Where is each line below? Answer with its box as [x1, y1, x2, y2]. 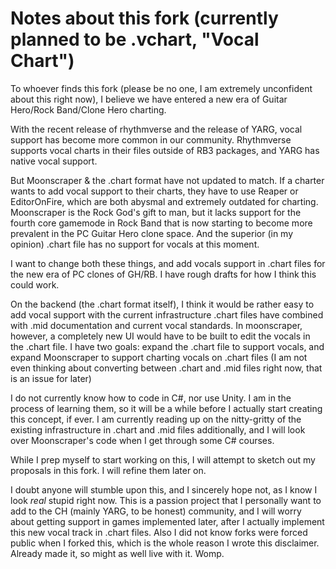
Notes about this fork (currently [10, 7, 279, 30]
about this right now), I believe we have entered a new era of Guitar [10, 93, 288, 105]
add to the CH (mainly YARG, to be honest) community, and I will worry [10, 505, 302, 517]
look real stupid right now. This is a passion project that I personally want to [10, 494, 322, 506]
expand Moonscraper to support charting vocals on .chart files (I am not [10, 351, 308, 363]
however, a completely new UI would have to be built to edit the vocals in [10, 330, 311, 342]
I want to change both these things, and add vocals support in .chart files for [10, 257, 326, 269]
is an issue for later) [10, 372, 92, 384]
